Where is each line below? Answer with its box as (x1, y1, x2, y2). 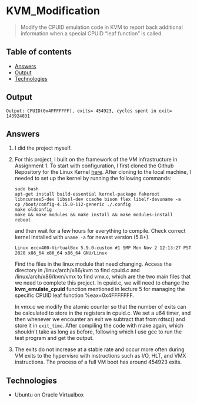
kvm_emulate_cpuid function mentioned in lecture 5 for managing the (14, 286, 185, 293)
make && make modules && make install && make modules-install (14, 212, 173, 218)
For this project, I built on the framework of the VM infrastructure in (14, 156, 178, 163)
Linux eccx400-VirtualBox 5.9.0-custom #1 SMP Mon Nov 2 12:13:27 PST (14, 245, 192, 251)
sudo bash (14, 186, 39, 192)
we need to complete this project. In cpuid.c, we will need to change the (14, 279, 189, 286)
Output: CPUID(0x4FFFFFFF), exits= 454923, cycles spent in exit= (6, 108, 172, 114)
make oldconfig (14, 207, 52, 213)
